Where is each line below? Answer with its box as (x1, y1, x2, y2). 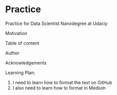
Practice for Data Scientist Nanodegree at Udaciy (5, 20, 107, 26)
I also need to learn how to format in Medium (12, 85, 106, 91)
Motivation (5, 30, 28, 36)
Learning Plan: (5, 70, 35, 76)
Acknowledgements (5, 59, 47, 66)
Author (5, 50, 20, 56)
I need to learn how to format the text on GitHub (12, 79, 112, 85)
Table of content (5, 40, 39, 46)
